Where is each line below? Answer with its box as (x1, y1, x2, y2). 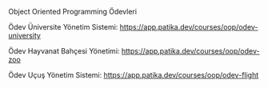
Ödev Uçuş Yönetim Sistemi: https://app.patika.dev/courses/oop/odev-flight (8, 70, 259, 79)
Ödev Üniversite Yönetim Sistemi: (8, 22, 118, 31)
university (8, 31, 42, 40)
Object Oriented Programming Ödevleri (8, 7, 138, 16)
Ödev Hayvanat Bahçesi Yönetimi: (8, 46, 120, 55)
